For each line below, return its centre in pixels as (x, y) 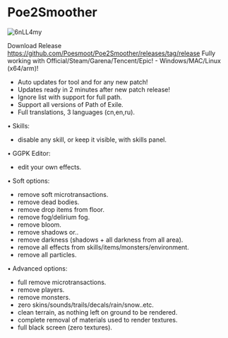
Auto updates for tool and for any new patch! (83, 81)
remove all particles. (47, 254)
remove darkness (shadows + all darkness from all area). (100, 240)
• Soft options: (29, 181)
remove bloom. (40, 225)
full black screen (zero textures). (65, 327)
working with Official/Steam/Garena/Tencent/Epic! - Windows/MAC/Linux (114, 60)
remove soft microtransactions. (63, 194)
